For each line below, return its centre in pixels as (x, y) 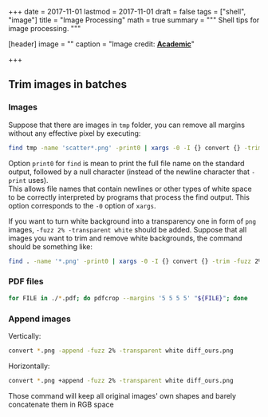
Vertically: (25, 336)
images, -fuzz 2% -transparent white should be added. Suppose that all (128, 229)
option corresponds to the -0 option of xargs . (83, 205)
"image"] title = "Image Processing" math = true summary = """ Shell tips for (134, 20)
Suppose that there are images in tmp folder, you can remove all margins (127, 125)
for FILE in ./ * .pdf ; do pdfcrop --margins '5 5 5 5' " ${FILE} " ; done (128, 298)
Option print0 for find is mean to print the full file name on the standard (126, 163)
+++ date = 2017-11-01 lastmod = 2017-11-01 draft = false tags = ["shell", (127, 12)
